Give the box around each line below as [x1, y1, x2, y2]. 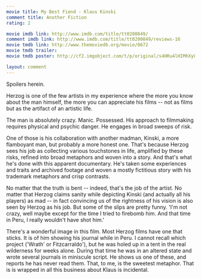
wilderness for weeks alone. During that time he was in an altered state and [6, 247, 192, 254]
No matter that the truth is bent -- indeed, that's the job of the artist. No [6, 184, 182, 191]
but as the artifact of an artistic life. [6, 104, 93, 112]
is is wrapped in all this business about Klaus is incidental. [6, 266, 149, 273]
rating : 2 [6, 20, 31, 26]
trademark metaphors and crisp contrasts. [6, 172, 111, 180]
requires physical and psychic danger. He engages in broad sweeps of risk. [6, 122, 193, 130]
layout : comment [6, 64, 47, 70]
